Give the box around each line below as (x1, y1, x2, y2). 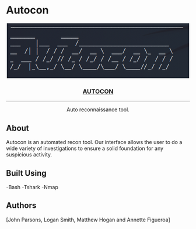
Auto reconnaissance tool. (66, 106, 129, 113)
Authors (6, 200, 37, 211)
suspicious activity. (6, 151, 52, 158)
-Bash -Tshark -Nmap (6, 183, 58, 190)
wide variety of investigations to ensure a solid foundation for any (6, 145, 164, 152)
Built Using (6, 168, 47, 178)
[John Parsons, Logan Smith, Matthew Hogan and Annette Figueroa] (6, 216, 170, 223)
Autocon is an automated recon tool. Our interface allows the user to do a (6, 139, 183, 146)
